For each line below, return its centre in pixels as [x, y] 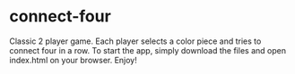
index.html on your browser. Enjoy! [73, 60]
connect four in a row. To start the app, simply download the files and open [148, 50]
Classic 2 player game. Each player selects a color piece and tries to [135, 41]
